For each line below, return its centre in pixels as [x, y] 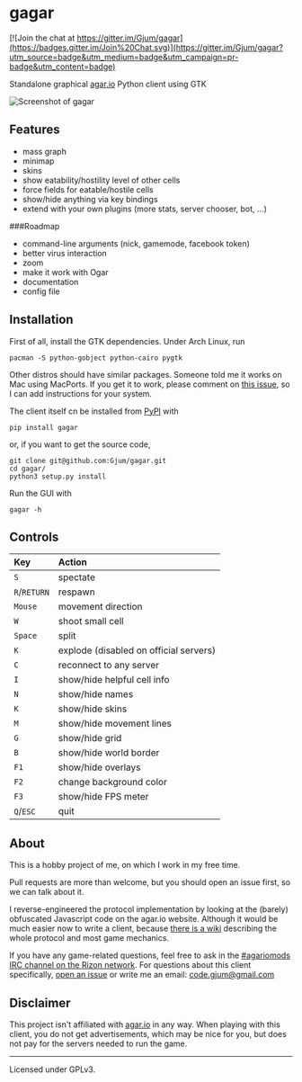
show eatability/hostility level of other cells [101, 180]
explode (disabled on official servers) [137, 650]
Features [35, 130]
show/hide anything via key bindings [90, 199]
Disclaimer [40, 1002]
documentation [50, 282]
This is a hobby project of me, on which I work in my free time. [125, 865]
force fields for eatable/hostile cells [88, 189]
